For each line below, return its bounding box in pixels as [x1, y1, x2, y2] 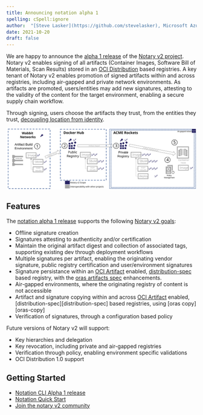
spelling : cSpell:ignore [6, 16, 69, 22]
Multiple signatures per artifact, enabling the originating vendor [14, 255, 173, 262]
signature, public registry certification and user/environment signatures [14, 261, 193, 269]
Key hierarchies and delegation [14, 336, 92, 343]
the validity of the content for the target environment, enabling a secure [6, 91, 184, 99]
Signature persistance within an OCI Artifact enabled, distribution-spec [14, 267, 192, 275]
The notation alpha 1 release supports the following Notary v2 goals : [6, 217, 176, 224]
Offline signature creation [14, 229, 79, 236]
